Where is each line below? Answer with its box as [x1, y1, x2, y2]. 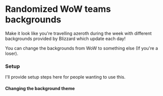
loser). [5, 50, 18, 56]
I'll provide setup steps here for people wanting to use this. [5, 74, 126, 80]
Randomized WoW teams [5, 3, 111, 15]
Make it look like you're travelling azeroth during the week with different [5, 30, 152, 36]
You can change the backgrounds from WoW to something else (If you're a [5, 45, 158, 51]
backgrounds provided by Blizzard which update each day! [5, 36, 126, 42]
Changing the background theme [5, 85, 75, 91]
